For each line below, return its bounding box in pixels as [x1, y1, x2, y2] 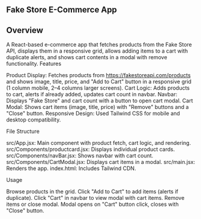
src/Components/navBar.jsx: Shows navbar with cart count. [6, 152, 154, 159]
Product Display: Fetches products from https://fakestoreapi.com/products [6, 72, 191, 79]
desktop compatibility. [6, 116, 61, 123]
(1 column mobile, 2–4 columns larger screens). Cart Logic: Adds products [6, 84, 190, 92]
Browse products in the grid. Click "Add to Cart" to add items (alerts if [6, 188, 179, 195]
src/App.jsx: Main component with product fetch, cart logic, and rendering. [6, 139, 191, 147]
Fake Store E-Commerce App [6, 5, 117, 15]
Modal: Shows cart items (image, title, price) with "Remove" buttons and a [6, 104, 189, 111]
